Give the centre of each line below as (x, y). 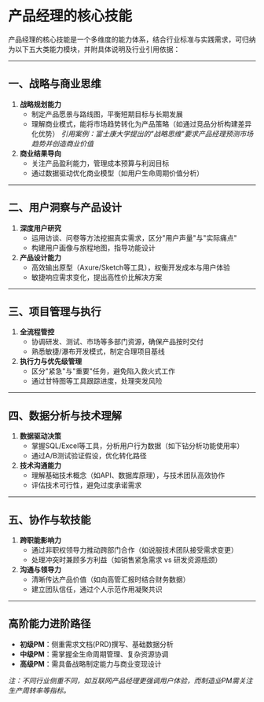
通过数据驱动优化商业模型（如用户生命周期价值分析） (117, 173)
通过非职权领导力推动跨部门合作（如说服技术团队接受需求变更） (134, 550)
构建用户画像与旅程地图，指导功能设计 (93, 248)
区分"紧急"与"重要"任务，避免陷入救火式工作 (103, 371)
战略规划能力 (40, 104)
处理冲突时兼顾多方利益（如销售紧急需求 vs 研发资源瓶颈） (126, 560)
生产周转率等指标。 (39, 690)
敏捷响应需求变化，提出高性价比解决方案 (97, 277)
